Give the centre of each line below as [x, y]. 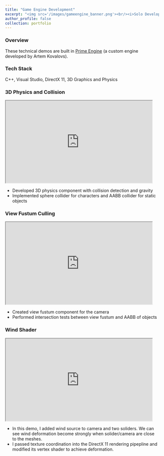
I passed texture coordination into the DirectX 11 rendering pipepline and [85, 444]
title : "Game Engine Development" [40, 10]
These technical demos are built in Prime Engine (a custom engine [72, 51]
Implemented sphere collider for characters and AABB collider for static [84, 196]
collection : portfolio [28, 23]
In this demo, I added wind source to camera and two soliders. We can [83, 428]
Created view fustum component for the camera [61, 312]
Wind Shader [21, 330]
